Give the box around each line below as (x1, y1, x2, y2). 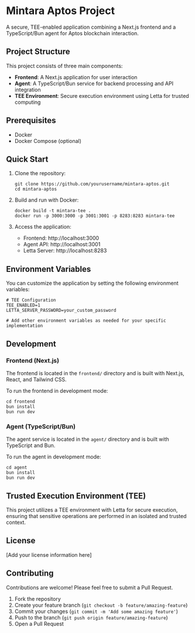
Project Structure (6, 47, 70, 57)
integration (14, 86, 41, 93)
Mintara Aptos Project (6, 4, 115, 18)
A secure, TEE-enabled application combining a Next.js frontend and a (6, 23, 176, 30)
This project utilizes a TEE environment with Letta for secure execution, (6, 506, 178, 513)
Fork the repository (14, 595, 61, 602)
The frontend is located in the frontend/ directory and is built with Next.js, (6, 369, 184, 376)
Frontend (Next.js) (6, 356, 60, 365)
